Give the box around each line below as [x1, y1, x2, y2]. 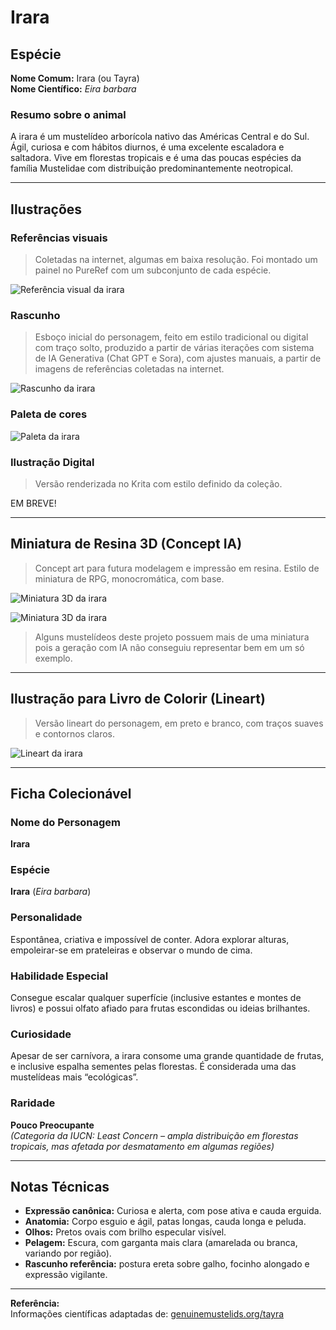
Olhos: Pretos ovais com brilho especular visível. [24, 1226, 227, 1238]
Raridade [10, 1096, 56, 1110]
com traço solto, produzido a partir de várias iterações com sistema [34, 342, 315, 354]
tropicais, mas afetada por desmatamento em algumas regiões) [10, 1140, 275, 1152]
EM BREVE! [10, 497, 57, 509]
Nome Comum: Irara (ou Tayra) [10, 72, 140, 84]
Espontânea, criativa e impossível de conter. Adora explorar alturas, [10, 933, 290, 945]
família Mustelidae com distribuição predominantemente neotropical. [10, 162, 294, 175]
